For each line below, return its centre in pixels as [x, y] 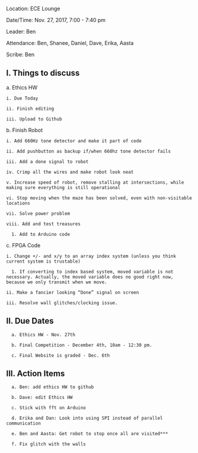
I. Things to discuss [43, 73]
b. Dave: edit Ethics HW [42, 398]
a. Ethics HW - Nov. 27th [44, 334]
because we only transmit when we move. [57, 282]
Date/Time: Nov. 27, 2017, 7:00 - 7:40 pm [56, 20]
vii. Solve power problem [38, 213]
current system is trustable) [44, 261]
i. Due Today [22, 98]
